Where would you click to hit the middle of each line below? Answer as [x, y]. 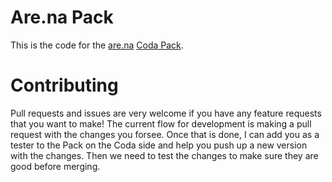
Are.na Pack [62, 17]
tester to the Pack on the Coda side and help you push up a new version [159, 145]
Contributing [64, 85]
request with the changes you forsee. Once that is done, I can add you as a [165, 134]
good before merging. [55, 166]
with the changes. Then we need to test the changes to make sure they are [164, 155]
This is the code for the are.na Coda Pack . [97, 45]
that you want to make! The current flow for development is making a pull [161, 123]
